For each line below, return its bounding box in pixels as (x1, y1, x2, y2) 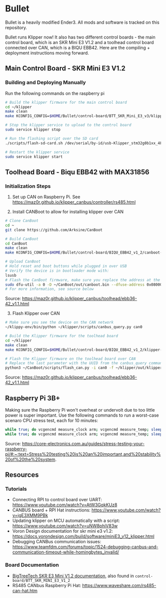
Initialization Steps (5, 182, 51, 189)
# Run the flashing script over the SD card (5, 136, 98, 141)
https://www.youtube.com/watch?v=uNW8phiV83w (12, 523, 118, 529)
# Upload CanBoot (5, 259, 41, 264)
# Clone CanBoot (5, 218, 39, 223)
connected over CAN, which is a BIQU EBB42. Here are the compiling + (5, 44, 150, 50)
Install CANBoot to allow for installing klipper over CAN (12, 209, 124, 215)
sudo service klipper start (5, 154, 63, 159)
